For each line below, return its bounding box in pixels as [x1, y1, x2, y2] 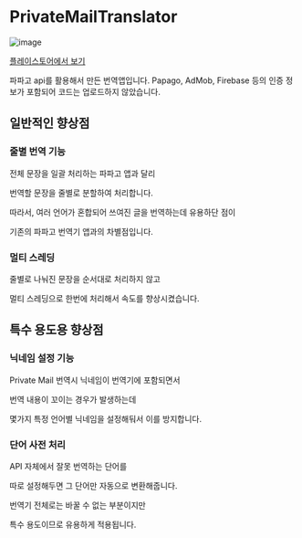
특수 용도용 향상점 [9, 322, 104, 338]
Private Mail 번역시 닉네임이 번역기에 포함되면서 [9, 374, 181, 385]
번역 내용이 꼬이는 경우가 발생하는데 [9, 394, 137, 405]
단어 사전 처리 [9, 438, 67, 451]
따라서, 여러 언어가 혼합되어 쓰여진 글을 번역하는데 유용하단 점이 [9, 206, 236, 217]
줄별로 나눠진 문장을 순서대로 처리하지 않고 [9, 273, 161, 284]
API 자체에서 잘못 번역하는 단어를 [9, 460, 128, 471]
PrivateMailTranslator [9, 6, 178, 27]
